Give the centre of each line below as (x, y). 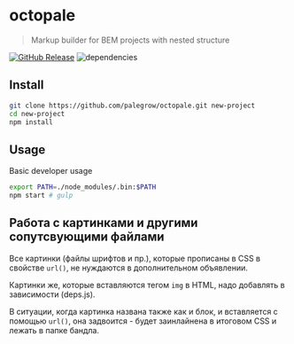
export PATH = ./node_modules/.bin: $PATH (83, 187)
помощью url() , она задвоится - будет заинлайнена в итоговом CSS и (143, 321)
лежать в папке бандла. (54, 330)
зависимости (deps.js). (52, 294)
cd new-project (37, 113)
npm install (31, 122)
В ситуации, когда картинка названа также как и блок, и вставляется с (144, 311)
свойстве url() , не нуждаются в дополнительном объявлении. (128, 268)
